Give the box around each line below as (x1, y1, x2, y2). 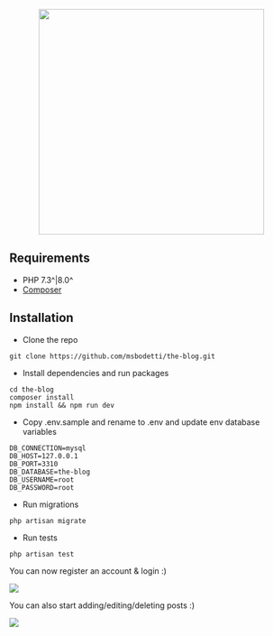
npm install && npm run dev (9, 401, 115, 410)
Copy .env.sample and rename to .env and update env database (22, 416, 260, 428)
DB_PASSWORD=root (9, 483, 75, 492)
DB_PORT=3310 (9, 459, 59, 468)
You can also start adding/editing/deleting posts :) (9, 600, 196, 611)
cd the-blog (9, 384, 54, 394)
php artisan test (9, 549, 75, 558)
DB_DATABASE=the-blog (9, 467, 91, 476)
